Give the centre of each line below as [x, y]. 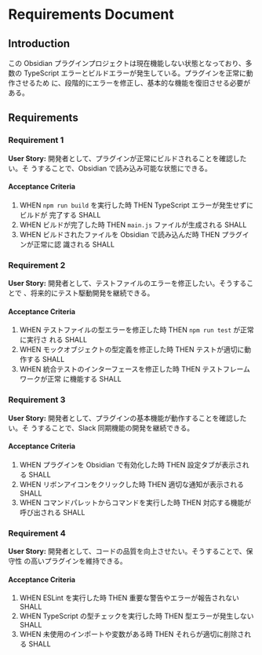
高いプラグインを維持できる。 [78, 561]
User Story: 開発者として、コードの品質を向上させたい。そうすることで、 [127, 551]
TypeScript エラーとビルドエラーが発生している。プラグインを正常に [135, 73]
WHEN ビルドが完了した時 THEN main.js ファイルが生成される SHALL [133, 225]
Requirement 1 [36, 141]
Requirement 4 [37, 533]
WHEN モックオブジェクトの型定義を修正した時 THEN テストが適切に [132, 349]
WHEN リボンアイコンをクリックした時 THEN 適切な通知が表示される [132, 484]
